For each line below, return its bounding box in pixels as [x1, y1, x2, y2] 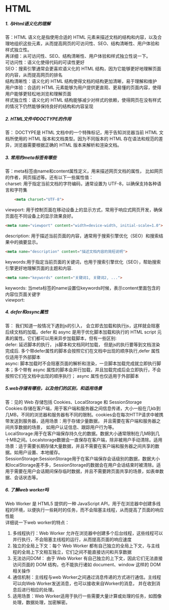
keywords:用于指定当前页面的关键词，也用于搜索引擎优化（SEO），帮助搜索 [5, 258, 161, 265]
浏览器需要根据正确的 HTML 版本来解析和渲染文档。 [14, 142, 122, 148]
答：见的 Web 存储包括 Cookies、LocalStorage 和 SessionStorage [5, 399, 142, 405]
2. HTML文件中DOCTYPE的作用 [5, 116, 71, 122]
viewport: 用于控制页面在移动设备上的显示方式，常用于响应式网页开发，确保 [5, 207, 162, 213]
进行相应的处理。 [21, 586, 57, 592]
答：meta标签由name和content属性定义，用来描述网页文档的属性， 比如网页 [5, 168, 163, 174]
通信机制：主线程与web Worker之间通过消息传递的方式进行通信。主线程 [12, 574, 161, 580]
